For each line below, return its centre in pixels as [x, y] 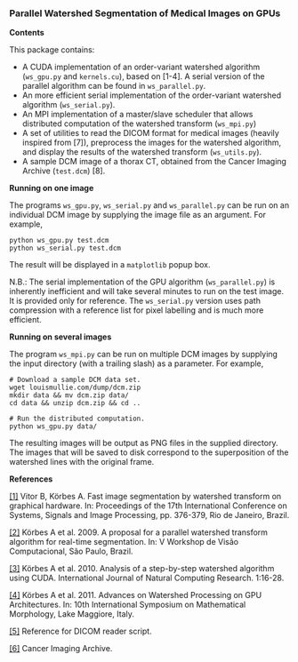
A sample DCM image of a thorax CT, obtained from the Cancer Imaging [154, 162]
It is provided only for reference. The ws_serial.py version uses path [135, 301]
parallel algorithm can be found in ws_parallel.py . [114, 86]
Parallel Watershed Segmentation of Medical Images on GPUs [145, 13]
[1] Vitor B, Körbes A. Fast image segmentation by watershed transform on [145, 497]
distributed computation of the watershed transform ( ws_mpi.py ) [139, 124]
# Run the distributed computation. [77, 419]
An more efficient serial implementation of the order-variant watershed [152, 95]
